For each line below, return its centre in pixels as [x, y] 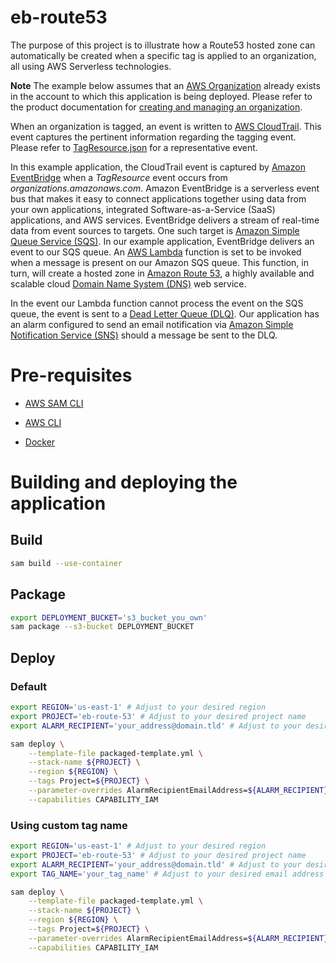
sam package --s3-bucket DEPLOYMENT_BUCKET [102, 627]
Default [29, 686]
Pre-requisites [71, 375]
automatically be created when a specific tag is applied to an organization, [163, 55]
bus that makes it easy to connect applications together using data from [158, 198]
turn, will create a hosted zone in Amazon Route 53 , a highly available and [162, 273]
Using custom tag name [69, 825]
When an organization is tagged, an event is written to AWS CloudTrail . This [166, 126]
